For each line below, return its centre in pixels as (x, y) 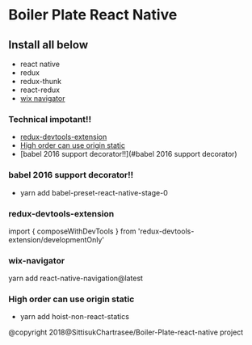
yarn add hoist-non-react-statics (74, 317)
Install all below (48, 45)
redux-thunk (41, 81)
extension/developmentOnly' (57, 239)
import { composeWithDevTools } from (72, 231)
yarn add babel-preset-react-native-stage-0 (94, 192)
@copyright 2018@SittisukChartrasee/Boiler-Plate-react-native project (126, 332)
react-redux (40, 90)
